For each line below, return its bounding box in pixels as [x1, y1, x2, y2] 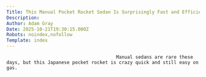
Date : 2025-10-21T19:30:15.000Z [6, 26, 89, 32]
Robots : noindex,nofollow [6, 32, 72, 38]
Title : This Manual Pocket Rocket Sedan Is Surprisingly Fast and [6, 9, 180, 15]
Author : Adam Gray [6, 20, 53, 26]
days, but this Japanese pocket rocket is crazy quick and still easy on [6, 59, 199, 65]
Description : [6, 15, 40, 21]
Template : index [6, 37, 48, 43]
